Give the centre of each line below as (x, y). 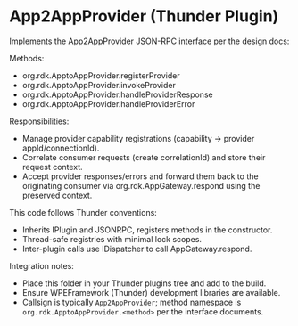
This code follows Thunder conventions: (83, 212)
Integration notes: (41, 265)
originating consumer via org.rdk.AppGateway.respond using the (141, 185)
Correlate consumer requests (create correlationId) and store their (144, 157)
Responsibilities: (39, 121)
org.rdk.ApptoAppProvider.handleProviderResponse (117, 94)
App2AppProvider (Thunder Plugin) (144, 16)
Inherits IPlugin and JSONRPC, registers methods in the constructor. (147, 230)
